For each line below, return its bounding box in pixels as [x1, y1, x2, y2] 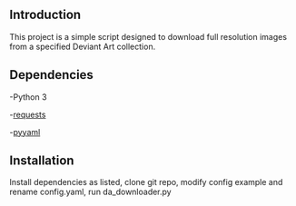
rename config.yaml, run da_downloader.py [9, 186, 172, 198]
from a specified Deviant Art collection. [9, 41, 156, 52]
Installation [9, 153, 74, 169]
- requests [9, 109, 46, 120]
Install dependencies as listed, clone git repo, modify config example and [9, 177, 283, 188]
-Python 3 [9, 91, 47, 103]
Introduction [9, 7, 82, 23]
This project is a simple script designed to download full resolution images [9, 31, 288, 42]
